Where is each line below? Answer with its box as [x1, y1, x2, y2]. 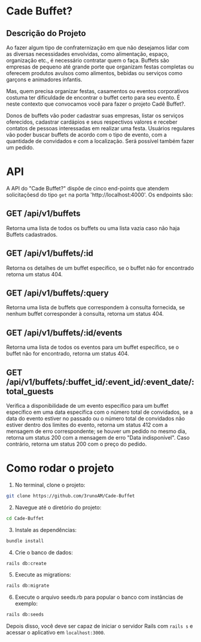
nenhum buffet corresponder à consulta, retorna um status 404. [6, 310, 164, 318]
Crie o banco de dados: [14, 548, 73, 556]
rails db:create [6, 560, 47, 566]
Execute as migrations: [14, 571, 72, 578]
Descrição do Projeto [6, 28, 86, 38]
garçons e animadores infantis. [6, 76, 83, 83]
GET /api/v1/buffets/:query [6, 288, 109, 298]
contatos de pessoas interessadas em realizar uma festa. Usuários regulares [6, 125, 195, 132]
